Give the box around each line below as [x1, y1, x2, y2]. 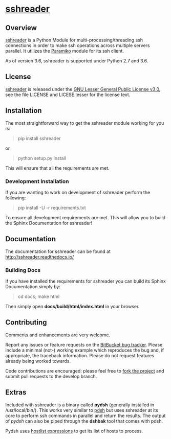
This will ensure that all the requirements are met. [5, 165, 110, 171]
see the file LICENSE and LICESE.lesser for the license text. [5, 91, 131, 98]
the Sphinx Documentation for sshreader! [5, 220, 93, 226]
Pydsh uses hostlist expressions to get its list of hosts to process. [5, 428, 143, 434]
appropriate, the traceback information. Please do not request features [5, 352, 155, 358]
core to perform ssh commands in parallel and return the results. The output [5, 412, 166, 419]
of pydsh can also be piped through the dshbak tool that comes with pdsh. [5, 418, 163, 424]
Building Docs [5, 266, 41, 273]
